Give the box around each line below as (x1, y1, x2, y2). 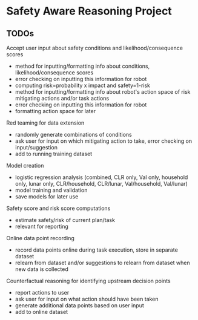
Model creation (6, 162, 44, 169)
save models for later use (15, 193, 79, 200)
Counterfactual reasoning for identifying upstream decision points (6, 277, 171, 284)
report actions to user (15, 289, 70, 296)
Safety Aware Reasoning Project (6, 4, 173, 18)
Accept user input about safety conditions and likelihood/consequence (6, 44, 183, 51)
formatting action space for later (15, 108, 96, 114)
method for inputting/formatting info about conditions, (15, 62, 150, 70)
